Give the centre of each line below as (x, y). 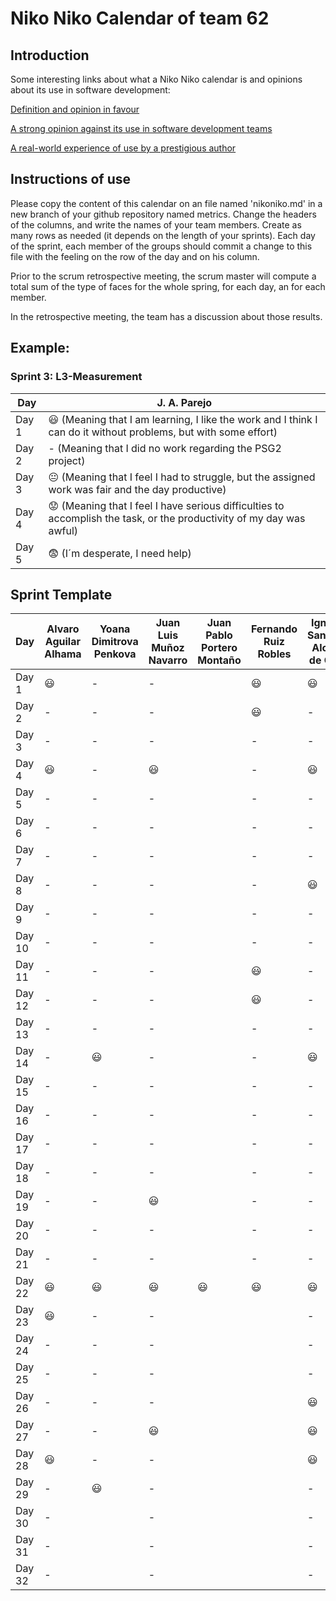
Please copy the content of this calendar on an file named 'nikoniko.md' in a (166, 203)
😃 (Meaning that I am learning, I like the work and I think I (183, 419)
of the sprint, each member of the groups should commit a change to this (161, 246)
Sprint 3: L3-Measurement (76, 377)
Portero (219, 648)
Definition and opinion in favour (75, 109)
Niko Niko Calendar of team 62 (140, 18)
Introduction (50, 55)
